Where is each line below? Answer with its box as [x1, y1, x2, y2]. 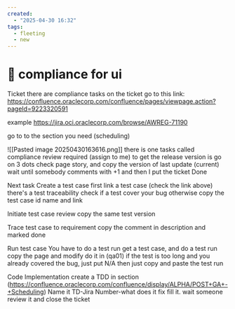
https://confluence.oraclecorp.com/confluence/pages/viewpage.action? [7, 97, 216, 106]
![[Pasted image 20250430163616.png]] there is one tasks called [7, 145, 195, 154]
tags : [7, 23, 23, 30]
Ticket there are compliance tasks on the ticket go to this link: [7, 90, 185, 98]
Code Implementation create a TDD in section [7, 273, 139, 281]
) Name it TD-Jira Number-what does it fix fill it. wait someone [43, 288, 223, 296]
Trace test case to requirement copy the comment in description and [7, 224, 206, 232]
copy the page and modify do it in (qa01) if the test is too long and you [7, 252, 210, 260]
